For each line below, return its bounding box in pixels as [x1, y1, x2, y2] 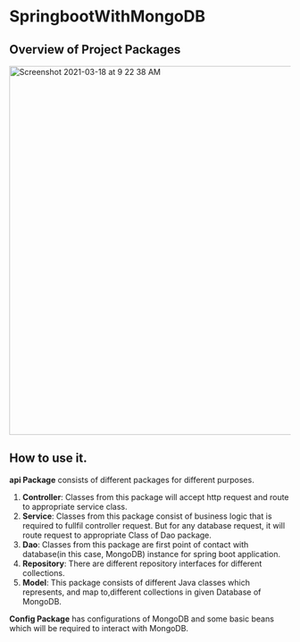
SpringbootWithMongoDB [9, 6, 206, 27]
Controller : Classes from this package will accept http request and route [21, 491, 289, 502]
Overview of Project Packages [9, 42, 181, 57]
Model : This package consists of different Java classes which [21, 577, 250, 588]
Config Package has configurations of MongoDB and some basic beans [9, 613, 275, 624]
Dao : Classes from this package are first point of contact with [21, 538, 249, 550]
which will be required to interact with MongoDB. [9, 622, 189, 633]
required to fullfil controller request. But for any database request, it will [21, 520, 286, 530]
